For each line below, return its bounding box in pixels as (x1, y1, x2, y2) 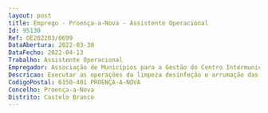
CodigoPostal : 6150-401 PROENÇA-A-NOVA (8, 78, 141, 86)
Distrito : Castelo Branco (8, 93, 94, 101)
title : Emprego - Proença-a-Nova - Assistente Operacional (8, 19, 209, 27)
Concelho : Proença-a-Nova (8, 85, 94, 94)
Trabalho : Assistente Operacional (8, 56, 124, 64)
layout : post (8, 11, 52, 20)
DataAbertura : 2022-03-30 (8, 41, 94, 49)
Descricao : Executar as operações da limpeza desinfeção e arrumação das (8, 71, 259, 79)
